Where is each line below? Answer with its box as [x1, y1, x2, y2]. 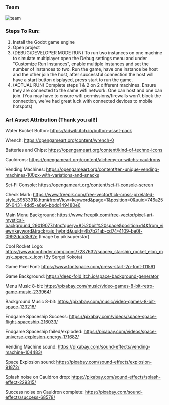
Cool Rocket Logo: [5, 243, 44, 249]
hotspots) [12, 103, 33, 109]
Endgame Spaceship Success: [5, 313, 68, 319]
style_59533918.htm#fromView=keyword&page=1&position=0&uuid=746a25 [5, 197, 163, 203]
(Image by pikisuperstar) [38, 233, 90, 239]
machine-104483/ [5, 349, 43, 355]
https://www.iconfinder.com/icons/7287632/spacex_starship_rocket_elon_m [5, 248, 163, 254]
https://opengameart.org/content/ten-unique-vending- [46, 166, 160, 172]
